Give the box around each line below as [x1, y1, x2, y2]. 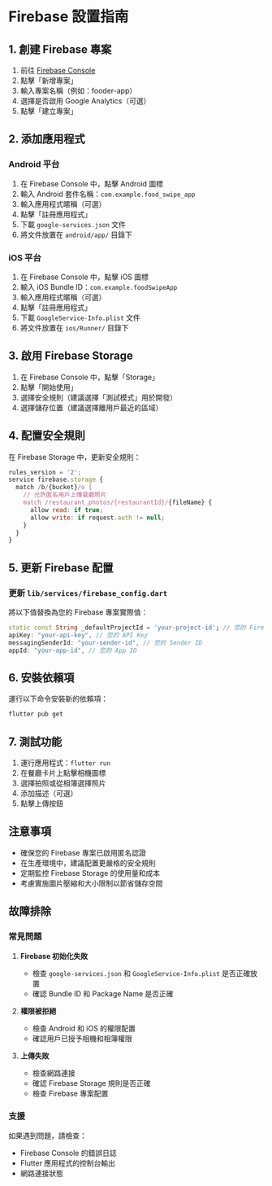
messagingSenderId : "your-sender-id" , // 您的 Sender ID [8, 638, 203, 647]
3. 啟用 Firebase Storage [8, 349, 134, 363]
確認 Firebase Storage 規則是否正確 [32, 1078, 152, 1088]
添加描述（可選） [19, 789, 78, 799]
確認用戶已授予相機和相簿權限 [32, 1033, 132, 1043]
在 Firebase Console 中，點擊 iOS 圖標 [19, 272, 149, 282]
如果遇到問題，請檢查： [8, 1131, 87, 1140]
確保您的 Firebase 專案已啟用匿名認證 [19, 847, 146, 857]
